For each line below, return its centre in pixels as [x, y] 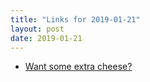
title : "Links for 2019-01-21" [75, 19]
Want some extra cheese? [78, 67]
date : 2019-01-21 [46, 38]
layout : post [37, 29]
